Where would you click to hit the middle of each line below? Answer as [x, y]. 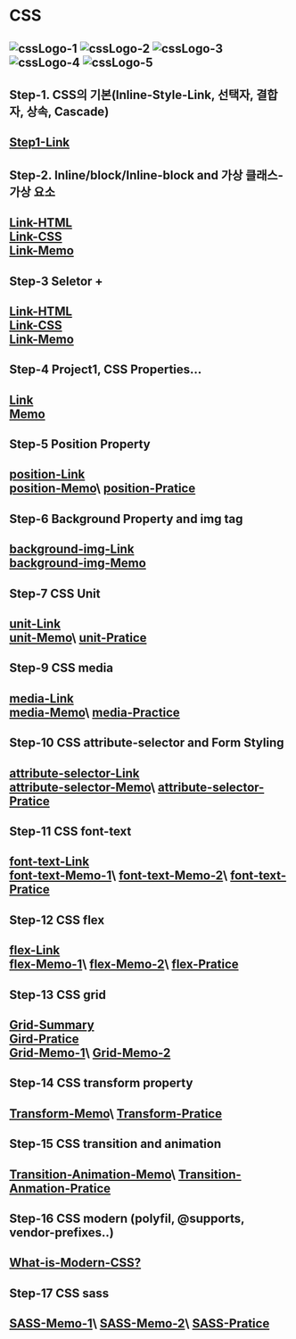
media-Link [41, 699]
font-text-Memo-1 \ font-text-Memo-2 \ [119, 876]
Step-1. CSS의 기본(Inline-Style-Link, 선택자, [132, 95]
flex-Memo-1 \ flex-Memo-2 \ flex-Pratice [124, 965]
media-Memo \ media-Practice [95, 712]
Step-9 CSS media [62, 668]
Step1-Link [39, 142]
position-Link [47, 474]
